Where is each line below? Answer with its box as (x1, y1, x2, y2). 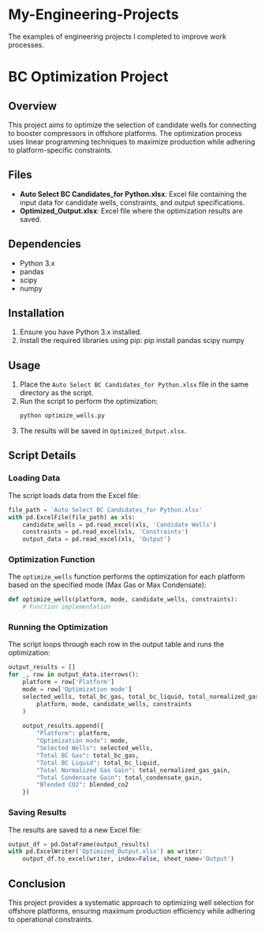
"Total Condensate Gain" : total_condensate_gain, (36, 773, 203, 782)
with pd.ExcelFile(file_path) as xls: (8, 513, 136, 521)
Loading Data (8, 473, 61, 484)
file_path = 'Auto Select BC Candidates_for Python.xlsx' (8, 506, 203, 514)
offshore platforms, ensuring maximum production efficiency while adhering (8, 906, 256, 915)
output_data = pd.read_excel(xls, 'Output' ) (22, 535, 171, 543)
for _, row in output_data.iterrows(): (8, 670, 140, 679)
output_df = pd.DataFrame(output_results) (8, 840, 150, 848)
